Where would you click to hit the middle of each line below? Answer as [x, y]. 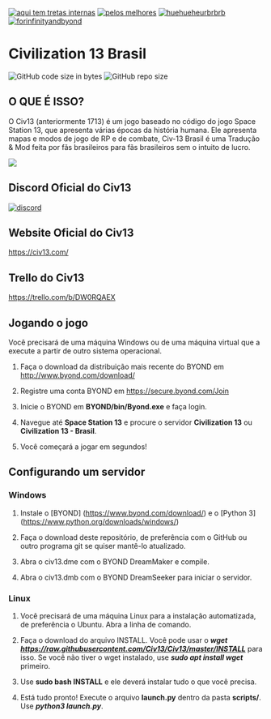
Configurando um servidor [77, 472]
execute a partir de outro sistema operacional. [85, 351]
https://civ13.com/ [38, 252]
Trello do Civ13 [47, 278]
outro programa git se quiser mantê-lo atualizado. [103, 546]
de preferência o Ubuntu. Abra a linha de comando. [106, 624]
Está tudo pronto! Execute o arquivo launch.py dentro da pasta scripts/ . [140, 697]
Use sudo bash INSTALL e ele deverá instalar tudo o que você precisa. [138, 682]
